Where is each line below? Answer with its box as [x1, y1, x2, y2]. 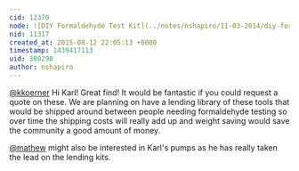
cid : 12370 [9, 12, 50, 22]
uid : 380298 [9, 54, 53, 63]
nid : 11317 [9, 29, 50, 38]
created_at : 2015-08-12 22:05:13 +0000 [9, 37, 158, 47]
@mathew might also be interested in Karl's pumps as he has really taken [9, 142, 278, 152]
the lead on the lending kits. [9, 151, 111, 162]
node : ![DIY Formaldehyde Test [9, 21, 125, 30]
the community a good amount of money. [9, 125, 161, 135]
